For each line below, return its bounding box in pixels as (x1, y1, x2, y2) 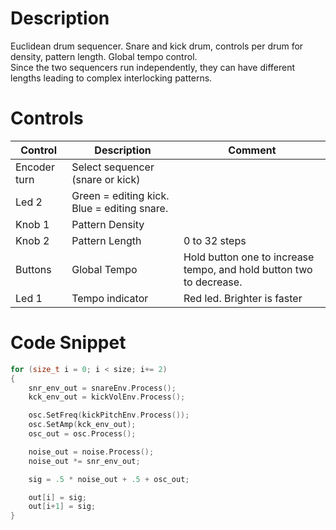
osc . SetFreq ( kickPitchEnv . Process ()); (28, 410, 190, 421)
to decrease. (183, 275, 243, 289)
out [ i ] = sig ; (28, 492, 87, 502)
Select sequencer (71, 160, 155, 174)
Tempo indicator (71, 291, 149, 305)
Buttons (15, 262, 52, 276)
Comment (228, 143, 277, 157)
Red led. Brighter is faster (183, 291, 303, 305)
